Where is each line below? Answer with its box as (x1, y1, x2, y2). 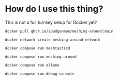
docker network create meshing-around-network (5, 37, 101, 42)
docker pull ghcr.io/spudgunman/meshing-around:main (5, 29, 114, 33)
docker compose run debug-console (5, 71, 75, 76)
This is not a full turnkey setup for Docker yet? (5, 19, 97, 25)
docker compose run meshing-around (5, 54, 77, 59)
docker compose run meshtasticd (5, 46, 70, 50)
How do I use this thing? (5, 3, 103, 15)
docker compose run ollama (5, 63, 59, 67)
